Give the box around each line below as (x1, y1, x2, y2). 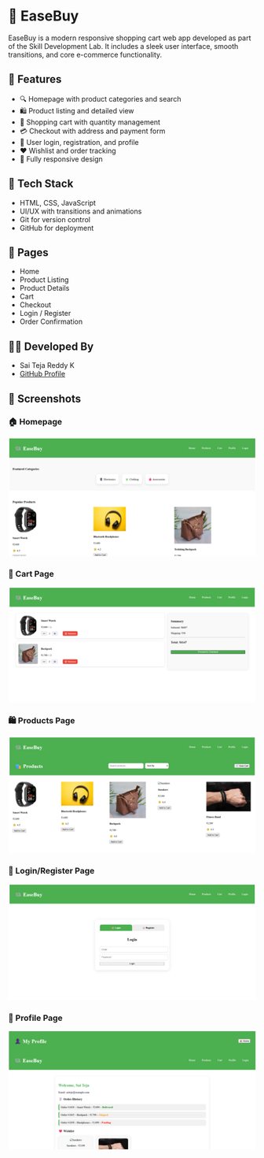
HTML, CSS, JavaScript (19, 198, 97, 207)
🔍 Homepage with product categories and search (19, 94, 182, 103)
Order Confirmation (19, 317, 83, 326)
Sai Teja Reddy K (19, 361, 75, 370)
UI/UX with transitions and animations (19, 206, 142, 216)
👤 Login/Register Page (8, 866, 95, 877)
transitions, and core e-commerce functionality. (8, 50, 163, 59)
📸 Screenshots (8, 392, 82, 405)
